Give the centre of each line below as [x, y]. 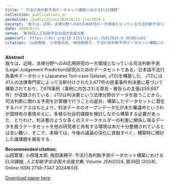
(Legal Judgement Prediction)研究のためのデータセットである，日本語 [78, 69]
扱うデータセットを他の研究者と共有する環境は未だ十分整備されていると [89, 126]
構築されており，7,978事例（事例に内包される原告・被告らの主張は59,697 [82, 88]
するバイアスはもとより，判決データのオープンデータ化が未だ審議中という [82, 107]
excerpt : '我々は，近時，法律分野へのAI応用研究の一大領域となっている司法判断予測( [84, 24]
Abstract [15, 57]
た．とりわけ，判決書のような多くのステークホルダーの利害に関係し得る [80, 120]
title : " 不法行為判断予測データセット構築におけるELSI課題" [62, 10]
